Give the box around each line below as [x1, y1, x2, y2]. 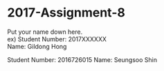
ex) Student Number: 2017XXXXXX [7, 34, 107, 43]
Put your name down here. [7, 28, 83, 36]
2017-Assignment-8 [7, 5, 126, 21]
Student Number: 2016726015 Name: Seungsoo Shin [7, 55, 158, 63]
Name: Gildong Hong [7, 42, 67, 50]
